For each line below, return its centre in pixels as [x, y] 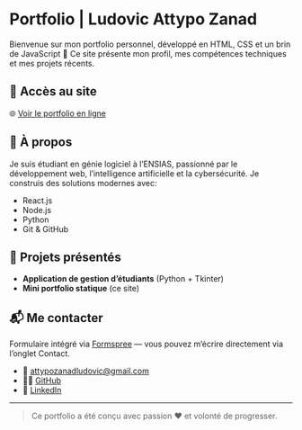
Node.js [37, 210]
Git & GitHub [45, 228]
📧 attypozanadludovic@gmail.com [86, 371]
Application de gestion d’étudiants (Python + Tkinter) [123, 279]
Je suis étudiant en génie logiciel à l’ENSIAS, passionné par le [124, 164]
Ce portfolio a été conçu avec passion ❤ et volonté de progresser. [154, 416]
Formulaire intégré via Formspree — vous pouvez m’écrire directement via [147, 344]
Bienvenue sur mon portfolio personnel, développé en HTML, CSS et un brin [150, 44]
